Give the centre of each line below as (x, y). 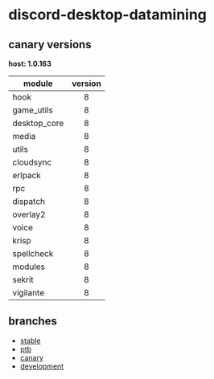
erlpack (27, 175)
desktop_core (38, 123)
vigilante (29, 293)
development (42, 366)
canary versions (50, 45)
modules (29, 267)
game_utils (33, 110)
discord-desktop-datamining (108, 15)
